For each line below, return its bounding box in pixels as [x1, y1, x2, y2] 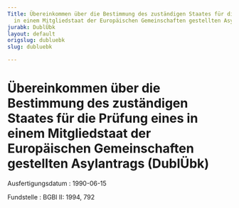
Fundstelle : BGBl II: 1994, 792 [7, 192, 95, 201]
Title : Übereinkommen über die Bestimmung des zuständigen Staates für [7, 10, 224, 18]
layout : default [7, 30, 55, 38]
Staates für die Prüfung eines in [7, 111, 198, 126]
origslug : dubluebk [7, 37, 65, 44]
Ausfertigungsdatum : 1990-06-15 [7, 179, 107, 187]
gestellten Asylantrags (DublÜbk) [7, 155, 210, 172]
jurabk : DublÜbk [7, 23, 55, 31]
